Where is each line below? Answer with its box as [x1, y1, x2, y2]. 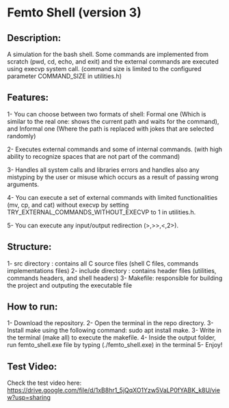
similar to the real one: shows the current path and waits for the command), [7, 117, 219, 125]
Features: [7, 92, 49, 103]
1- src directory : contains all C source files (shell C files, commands [7, 259, 199, 268]
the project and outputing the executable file [7, 281, 132, 289]
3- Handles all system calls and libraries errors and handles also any [7, 166, 200, 174]
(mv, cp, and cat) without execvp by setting [7, 201, 129, 209]
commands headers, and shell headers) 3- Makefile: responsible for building [7, 274, 223, 282]
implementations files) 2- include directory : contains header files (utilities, [7, 266, 217, 275]
